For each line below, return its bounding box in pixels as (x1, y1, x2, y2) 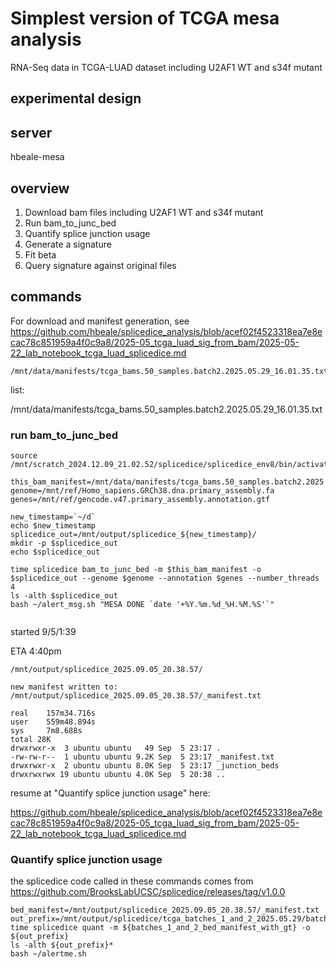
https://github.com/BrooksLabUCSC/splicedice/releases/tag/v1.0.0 (10, 886, 286, 898)
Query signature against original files (24, 259, 177, 271)
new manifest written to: (10, 682, 118, 692)
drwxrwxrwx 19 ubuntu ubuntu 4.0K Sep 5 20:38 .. (10, 770, 226, 780)
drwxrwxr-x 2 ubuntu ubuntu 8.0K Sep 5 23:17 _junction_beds (10, 761, 280, 771)
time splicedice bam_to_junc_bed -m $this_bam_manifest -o (10, 565, 262, 575)
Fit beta (24, 248, 57, 261)
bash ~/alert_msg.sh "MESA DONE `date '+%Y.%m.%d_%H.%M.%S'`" (10, 600, 275, 610)
